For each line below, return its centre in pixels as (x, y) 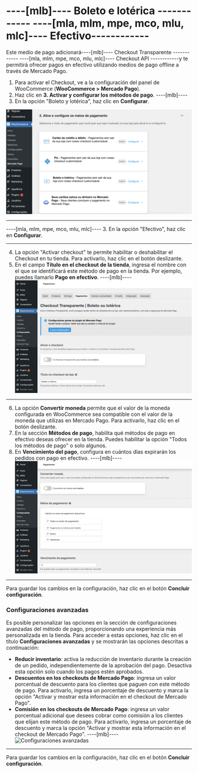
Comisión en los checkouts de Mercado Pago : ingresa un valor (92, 709)
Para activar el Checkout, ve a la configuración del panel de (87, 82)
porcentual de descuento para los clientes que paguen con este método (102, 684)
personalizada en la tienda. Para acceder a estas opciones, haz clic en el (95, 635)
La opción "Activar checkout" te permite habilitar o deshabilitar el (94, 252)
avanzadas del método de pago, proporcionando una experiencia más (91, 629)
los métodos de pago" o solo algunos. (61, 445)
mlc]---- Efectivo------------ (78, 36)
